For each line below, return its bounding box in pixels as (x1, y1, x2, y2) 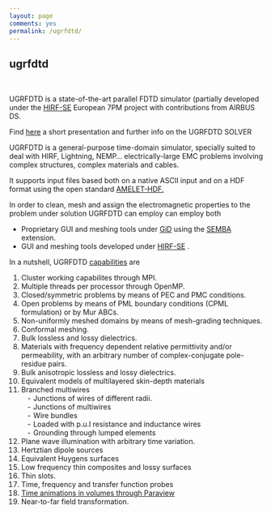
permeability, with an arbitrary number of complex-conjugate (20, 350, 225, 361)
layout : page (9, 11, 53, 20)
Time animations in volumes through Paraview (20, 488, 175, 498)
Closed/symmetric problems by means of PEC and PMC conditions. (20, 290, 247, 300)
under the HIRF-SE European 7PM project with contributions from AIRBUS (9, 103, 256, 113)
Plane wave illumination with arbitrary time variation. (20, 437, 196, 447)
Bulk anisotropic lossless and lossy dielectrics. (20, 368, 176, 378)
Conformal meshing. (20, 325, 90, 335)
